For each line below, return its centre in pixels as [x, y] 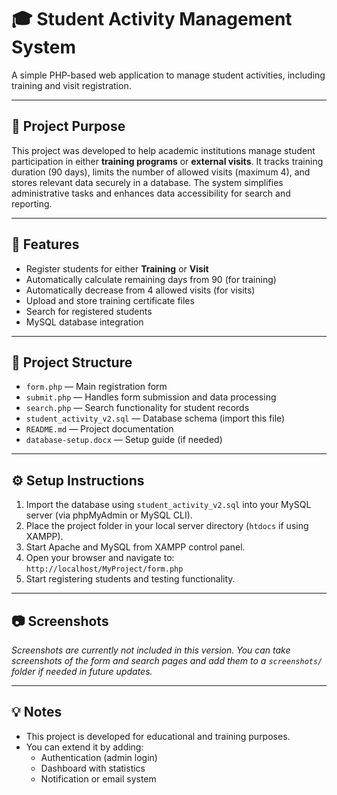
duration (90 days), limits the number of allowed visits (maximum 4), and [161, 172]
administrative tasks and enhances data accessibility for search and [151, 193]
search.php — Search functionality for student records [137, 408]
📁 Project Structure [72, 362]
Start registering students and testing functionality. [130, 579]
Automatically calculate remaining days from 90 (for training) [151, 279]
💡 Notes [37, 712]
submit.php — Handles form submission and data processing [151, 397]
